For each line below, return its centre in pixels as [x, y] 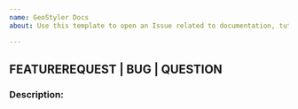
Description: [36, 94]
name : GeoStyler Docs [49, 17]
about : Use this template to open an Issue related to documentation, [142, 26]
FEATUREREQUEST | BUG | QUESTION [116, 69]
